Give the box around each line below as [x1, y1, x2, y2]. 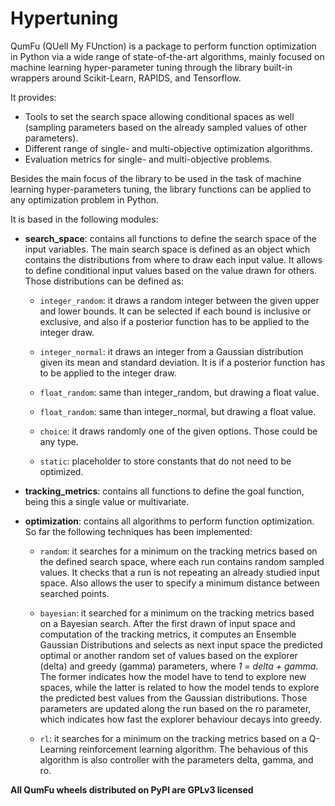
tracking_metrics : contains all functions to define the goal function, [24, 485, 305, 497]
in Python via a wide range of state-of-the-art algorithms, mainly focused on [10, 50, 325, 62]
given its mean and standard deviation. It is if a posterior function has [39, 356, 326, 368]
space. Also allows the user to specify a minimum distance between [39, 577, 320, 589]
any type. [39, 435, 79, 447]
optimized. [39, 465, 84, 477]
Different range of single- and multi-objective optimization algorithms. [24, 142, 313, 154]
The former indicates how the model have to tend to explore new [39, 670, 307, 682]
